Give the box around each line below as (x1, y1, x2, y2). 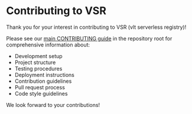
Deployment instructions (14, 71, 75, 78)
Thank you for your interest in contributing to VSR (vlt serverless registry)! (6, 24, 187, 31)
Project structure (14, 59, 56, 66)
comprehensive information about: (6, 41, 90, 48)
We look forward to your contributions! (6, 101, 100, 108)
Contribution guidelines (14, 78, 72, 85)
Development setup (14, 52, 63, 59)
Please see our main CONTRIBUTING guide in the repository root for (6, 35, 173, 42)
